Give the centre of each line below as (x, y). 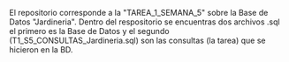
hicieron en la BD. (41, 50)
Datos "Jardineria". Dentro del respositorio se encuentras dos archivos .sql (144, 22)
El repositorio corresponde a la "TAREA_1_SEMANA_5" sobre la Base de (139, 13)
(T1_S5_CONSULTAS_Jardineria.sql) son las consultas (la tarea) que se (137, 40)
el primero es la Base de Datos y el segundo (89, 31)
